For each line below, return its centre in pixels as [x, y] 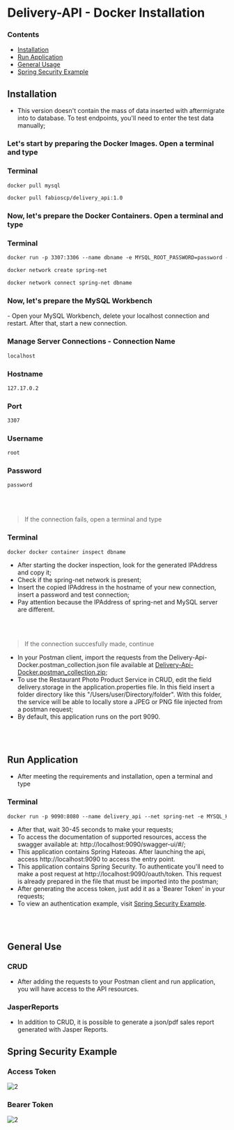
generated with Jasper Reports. [63, 1030]
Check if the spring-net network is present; [79, 580]
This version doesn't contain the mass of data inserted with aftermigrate [121, 111]
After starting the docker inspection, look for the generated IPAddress [117, 565]
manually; [31, 125]
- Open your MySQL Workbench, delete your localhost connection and [108, 316]
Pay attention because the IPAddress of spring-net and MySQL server [117, 602]
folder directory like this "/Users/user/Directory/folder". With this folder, [119, 694]
